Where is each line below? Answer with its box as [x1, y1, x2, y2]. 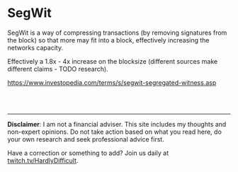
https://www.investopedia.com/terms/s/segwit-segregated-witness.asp [7, 78, 217, 86]
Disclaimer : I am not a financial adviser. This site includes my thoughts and [7, 120, 227, 128]
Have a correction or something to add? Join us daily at [7, 149, 169, 157]
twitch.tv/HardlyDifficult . [7, 156, 79, 164]
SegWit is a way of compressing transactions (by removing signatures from [7, 28, 227, 37]
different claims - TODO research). [7, 64, 108, 73]
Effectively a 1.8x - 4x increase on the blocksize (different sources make [7, 57, 218, 65]
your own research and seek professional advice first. [7, 134, 164, 143]
